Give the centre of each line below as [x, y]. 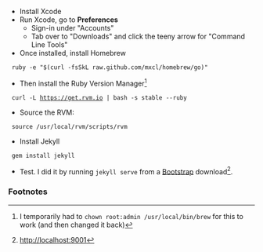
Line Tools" [49, 45]
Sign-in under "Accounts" [72, 28]
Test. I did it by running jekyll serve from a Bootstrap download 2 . [126, 170]
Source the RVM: [47, 112]
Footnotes [28, 192]
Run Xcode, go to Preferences [69, 20]
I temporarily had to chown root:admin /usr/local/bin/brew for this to [131, 216]
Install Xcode [40, 11]
